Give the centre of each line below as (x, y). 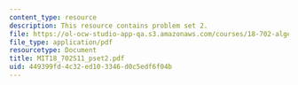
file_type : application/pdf (61, 42)
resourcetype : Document (53, 50)
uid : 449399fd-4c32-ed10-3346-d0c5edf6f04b (91, 67)
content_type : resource (53, 17)
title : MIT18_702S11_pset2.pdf (67, 58)
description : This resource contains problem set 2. (109, 26)
